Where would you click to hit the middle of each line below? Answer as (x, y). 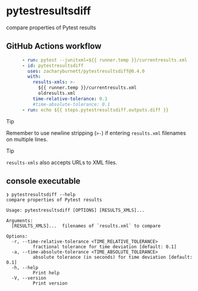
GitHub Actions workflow (54, 46)
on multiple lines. (27, 139)
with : (34, 77)
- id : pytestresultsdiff (53, 66)
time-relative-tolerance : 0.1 (70, 99)
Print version (50, 284)
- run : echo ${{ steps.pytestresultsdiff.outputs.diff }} (95, 110)
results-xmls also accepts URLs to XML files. (62, 162)
